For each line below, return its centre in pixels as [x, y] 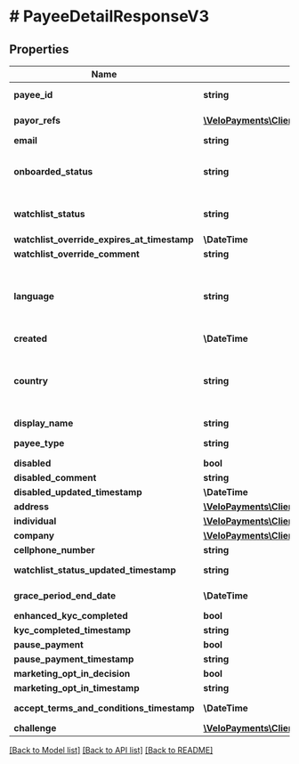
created [30, 338]
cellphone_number [54, 550]
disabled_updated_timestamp [78, 492]
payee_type [39, 443]
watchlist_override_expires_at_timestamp [104, 240]
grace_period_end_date [65, 596]
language [34, 296]
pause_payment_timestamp [74, 659]
